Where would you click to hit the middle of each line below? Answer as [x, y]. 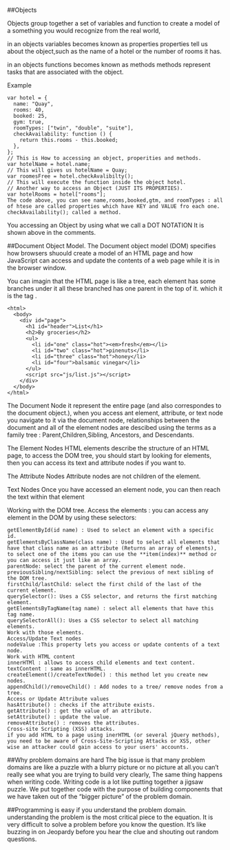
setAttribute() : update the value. [60, 717]
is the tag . [22, 296]
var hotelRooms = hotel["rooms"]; [57, 194]
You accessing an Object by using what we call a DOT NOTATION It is [106, 225]
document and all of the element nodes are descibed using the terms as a [112, 427]
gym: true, [29, 122]
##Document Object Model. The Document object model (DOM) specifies [112, 246]
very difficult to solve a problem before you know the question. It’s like [107, 825]
